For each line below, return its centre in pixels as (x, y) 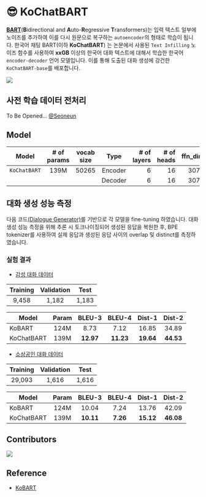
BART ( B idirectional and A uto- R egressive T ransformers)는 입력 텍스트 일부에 (101, 29)
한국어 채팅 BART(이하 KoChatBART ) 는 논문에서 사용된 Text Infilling (102, 45)
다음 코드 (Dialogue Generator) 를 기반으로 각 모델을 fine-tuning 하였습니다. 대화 (102, 219)
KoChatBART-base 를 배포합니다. (44, 68)
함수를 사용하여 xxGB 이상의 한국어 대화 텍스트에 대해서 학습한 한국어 (101, 52)
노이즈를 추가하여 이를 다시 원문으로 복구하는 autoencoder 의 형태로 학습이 (94, 37)
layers (142, 160)
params (58, 160)
